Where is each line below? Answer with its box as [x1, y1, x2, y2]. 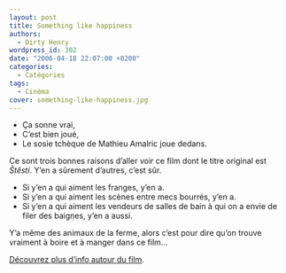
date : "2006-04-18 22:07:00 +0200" [9, 54, 141, 63]
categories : [9, 63, 53, 72]
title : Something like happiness [9, 21, 133, 30]
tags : [9, 79, 29, 88]
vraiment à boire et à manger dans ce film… [9, 237, 168, 248]
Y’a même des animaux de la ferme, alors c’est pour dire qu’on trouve [9, 228, 262, 238]
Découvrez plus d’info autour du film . [9, 254, 144, 265]
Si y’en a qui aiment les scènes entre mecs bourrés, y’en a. [21, 191, 236, 202]
